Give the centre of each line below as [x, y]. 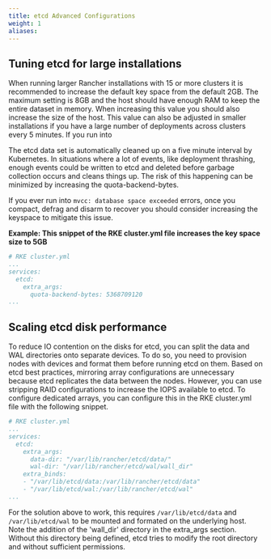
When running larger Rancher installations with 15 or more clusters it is [126, 83]
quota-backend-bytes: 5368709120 [86, 294]
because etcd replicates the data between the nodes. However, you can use [135, 381]
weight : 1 [25, 23]
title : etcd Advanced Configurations [72, 16]
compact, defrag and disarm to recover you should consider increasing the [133, 209]
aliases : [23, 31]
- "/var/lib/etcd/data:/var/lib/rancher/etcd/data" [112, 482]
